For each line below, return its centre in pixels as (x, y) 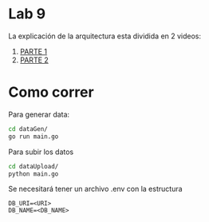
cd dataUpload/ (34, 166)
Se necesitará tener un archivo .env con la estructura (95, 189)
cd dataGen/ (28, 129)
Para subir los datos (41, 152)
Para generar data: (39, 114)
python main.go (34, 174)
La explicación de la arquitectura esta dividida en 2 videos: (105, 36)
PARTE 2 (34, 60)
